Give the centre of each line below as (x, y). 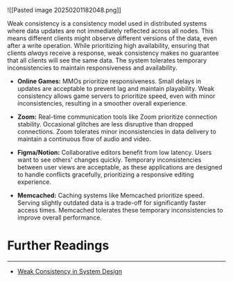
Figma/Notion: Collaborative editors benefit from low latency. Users (114, 152)
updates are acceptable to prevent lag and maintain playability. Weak (116, 89)
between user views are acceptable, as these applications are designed (120, 167)
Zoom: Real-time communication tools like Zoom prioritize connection (117, 117)
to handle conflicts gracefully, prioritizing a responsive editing (105, 174)
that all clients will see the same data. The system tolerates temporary (107, 60)
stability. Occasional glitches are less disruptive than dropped (105, 124)
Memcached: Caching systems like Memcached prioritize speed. (111, 195)
